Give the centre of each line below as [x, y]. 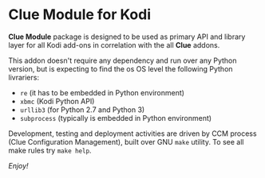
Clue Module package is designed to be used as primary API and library [127, 37]
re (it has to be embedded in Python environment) [102, 92]
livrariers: [24, 77]
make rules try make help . [50, 150]
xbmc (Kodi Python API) [57, 101]
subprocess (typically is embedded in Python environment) [116, 118]
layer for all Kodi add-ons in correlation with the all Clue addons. [114, 44]
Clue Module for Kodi [80, 15]
